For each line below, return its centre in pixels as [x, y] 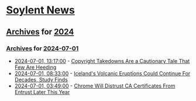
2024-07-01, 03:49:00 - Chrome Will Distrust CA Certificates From [95, 86]
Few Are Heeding [35, 67]
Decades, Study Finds [41, 79]
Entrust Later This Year [42, 92]
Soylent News [40, 10]
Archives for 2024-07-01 [42, 48]
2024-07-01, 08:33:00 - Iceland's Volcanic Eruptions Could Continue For [102, 73]
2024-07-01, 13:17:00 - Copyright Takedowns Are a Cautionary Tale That [102, 61]
